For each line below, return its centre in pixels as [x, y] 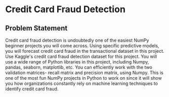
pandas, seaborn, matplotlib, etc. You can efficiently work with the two [79, 67]
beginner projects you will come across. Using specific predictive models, [82, 46]
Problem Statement [36, 28]
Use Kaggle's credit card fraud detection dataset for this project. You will [81, 56]
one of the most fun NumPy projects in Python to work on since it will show [83, 78]
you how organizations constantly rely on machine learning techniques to [82, 83]
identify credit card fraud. [32, 89]
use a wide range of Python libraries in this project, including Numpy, [77, 62]
